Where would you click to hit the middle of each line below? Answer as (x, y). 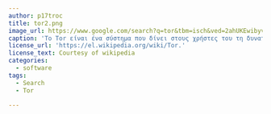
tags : (17, 75)
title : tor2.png (35, 23)
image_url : (27, 31)
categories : (28, 61)
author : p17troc (35, 16)
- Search (30, 83)
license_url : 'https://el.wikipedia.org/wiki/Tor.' (97, 46)
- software (34, 68)
